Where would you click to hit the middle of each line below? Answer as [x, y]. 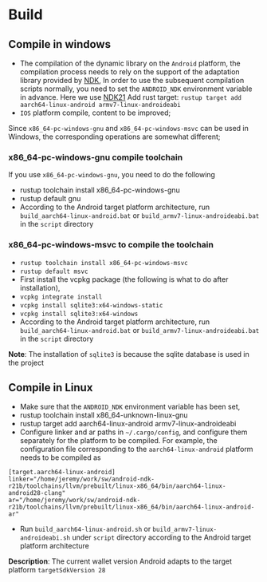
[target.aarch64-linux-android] [62, 473]
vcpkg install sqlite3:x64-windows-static [91, 305]
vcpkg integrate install [61, 297]
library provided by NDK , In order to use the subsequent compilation [132, 80]
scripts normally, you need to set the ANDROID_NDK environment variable [136, 89]
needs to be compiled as [60, 457]
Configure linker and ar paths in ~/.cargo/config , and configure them [133, 432]
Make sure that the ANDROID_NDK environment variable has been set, [130, 407]
